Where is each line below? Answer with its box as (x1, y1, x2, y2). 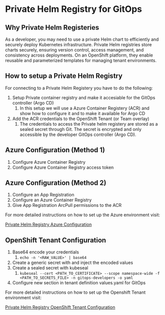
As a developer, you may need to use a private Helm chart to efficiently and (5, 36, 159, 42)
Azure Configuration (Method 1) (5, 146, 105, 154)
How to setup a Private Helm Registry (5, 72, 123, 80)
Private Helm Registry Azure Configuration (5, 222, 92, 228)
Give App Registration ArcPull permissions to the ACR (12, 202, 122, 208)
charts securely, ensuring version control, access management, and (5, 47, 144, 53)
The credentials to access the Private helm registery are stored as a (19, 121, 158, 127)
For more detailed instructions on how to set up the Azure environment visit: (5, 212, 160, 218)
